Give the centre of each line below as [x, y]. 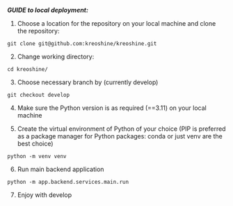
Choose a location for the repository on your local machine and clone [116, 23]
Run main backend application [61, 169]
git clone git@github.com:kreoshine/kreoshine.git [82, 44]
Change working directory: [56, 56]
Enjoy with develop [45, 195]
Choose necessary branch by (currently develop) [88, 82]
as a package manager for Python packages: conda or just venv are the [120, 136]
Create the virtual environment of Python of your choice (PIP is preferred [121, 129]
